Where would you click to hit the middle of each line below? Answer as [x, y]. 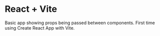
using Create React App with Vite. [40, 28]
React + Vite [31, 9]
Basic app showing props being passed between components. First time [80, 23]
